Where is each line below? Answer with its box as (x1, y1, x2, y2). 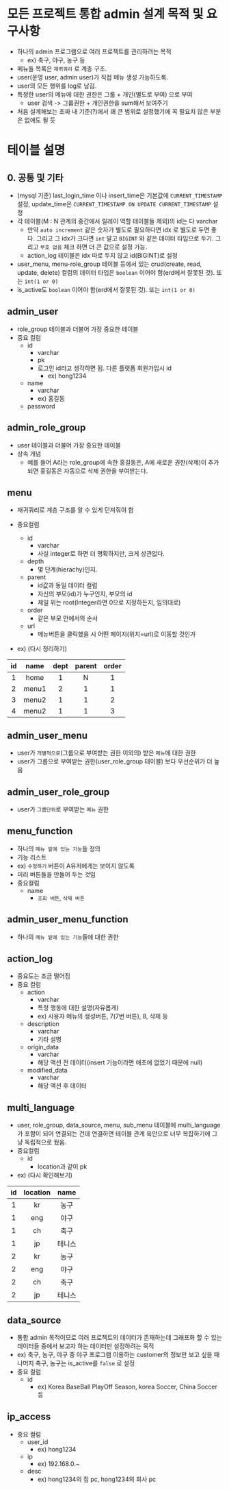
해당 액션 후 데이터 (37, 1082, 87, 1090)
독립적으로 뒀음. (24, 1138, 67, 1147)
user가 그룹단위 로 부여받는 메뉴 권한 (16, 805, 109, 813)
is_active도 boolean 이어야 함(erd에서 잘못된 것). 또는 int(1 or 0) (16, 285, 196, 293)
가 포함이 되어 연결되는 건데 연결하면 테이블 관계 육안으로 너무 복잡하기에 (16, 1129, 211, 1138)
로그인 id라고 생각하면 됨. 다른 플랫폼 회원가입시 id (37, 364, 172, 372)
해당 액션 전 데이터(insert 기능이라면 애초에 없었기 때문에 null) (37, 1058, 203, 1066)
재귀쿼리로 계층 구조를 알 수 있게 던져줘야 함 (16, 506, 135, 514)
